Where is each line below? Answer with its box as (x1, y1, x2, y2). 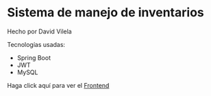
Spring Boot (16, 53, 51, 62)
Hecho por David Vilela (7, 27, 72, 35)
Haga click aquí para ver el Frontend (7, 81, 110, 89)
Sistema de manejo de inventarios (7, 5, 204, 20)
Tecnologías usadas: (7, 40, 66, 48)
